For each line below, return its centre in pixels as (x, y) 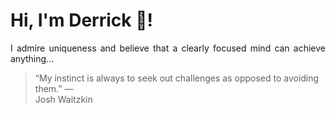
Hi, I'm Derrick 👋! (81, 20)
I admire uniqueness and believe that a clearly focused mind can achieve (168, 48)
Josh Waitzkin (63, 99)
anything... (32, 58)
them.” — (54, 88)
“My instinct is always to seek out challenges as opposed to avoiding (177, 78)
